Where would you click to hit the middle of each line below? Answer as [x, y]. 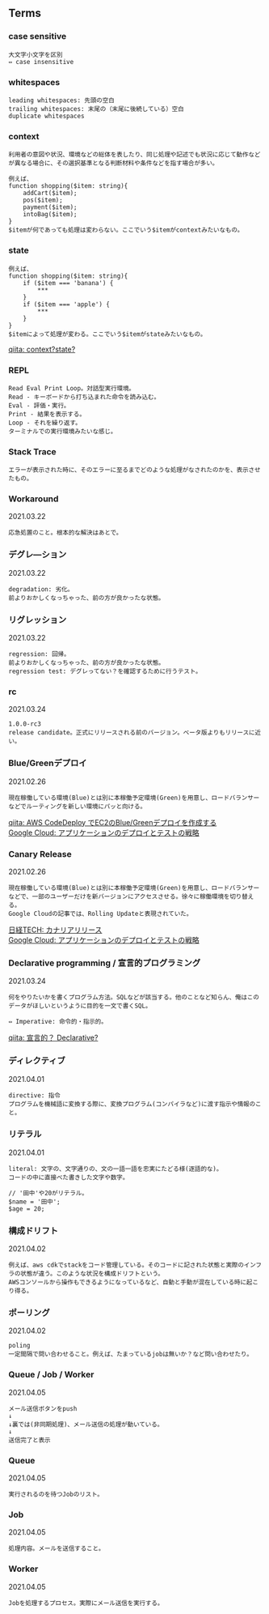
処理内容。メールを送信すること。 [57, 1549]
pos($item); [43, 200]
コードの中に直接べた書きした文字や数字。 [69, 1177]
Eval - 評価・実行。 [39, 405]
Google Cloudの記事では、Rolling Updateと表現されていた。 [101, 913]
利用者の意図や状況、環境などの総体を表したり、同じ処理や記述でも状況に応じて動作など [134, 155]
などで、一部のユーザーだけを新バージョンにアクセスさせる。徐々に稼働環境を [119, 896]
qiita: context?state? [42, 349]
